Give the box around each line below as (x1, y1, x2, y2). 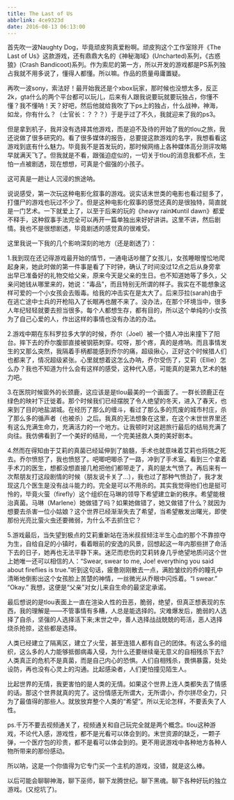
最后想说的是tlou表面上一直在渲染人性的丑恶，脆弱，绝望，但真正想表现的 (7, 598, 219, 606)
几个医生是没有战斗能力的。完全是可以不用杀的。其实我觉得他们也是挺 (19, 482, 221, 490)
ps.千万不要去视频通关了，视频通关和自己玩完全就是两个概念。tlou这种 (7, 721, 210, 729)
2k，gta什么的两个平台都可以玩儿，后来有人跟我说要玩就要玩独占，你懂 (7, 93, 213, 101)
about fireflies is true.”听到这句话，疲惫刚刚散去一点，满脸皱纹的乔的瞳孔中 (7, 566, 224, 574)
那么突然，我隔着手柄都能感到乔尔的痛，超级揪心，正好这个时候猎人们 (25, 347, 227, 355)
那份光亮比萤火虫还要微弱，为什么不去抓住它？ (7, 516, 141, 525)
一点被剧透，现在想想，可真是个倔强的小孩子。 (13, 160, 148, 168)
